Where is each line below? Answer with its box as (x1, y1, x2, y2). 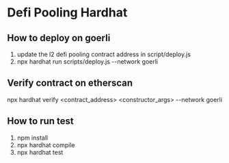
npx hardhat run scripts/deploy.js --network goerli (16, 58, 159, 66)
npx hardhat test (16, 148, 64, 156)
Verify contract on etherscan (7, 77, 133, 89)
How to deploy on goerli (7, 32, 111, 44)
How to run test (7, 115, 74, 127)
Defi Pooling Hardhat (7, 5, 128, 21)
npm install (16, 134, 49, 142)
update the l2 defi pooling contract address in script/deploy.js (16, 50, 191, 58)
